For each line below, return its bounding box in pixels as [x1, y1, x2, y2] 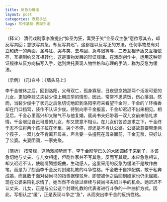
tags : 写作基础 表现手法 [5, 21, 51, 26]
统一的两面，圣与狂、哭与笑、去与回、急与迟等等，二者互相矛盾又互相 [13, 48, 158, 54]
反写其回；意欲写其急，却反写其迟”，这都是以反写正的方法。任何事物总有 [5, 42, 156, 48]
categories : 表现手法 [5, 16, 47, 21]
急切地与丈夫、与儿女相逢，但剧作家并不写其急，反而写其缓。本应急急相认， [5, 154, 162, 160]
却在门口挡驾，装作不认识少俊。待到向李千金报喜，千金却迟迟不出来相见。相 [5, 106, 162, 112]
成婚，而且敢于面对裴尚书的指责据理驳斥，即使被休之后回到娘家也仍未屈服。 [5, 173, 162, 179]
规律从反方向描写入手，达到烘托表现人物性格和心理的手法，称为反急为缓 [9, 60, 158, 66]
